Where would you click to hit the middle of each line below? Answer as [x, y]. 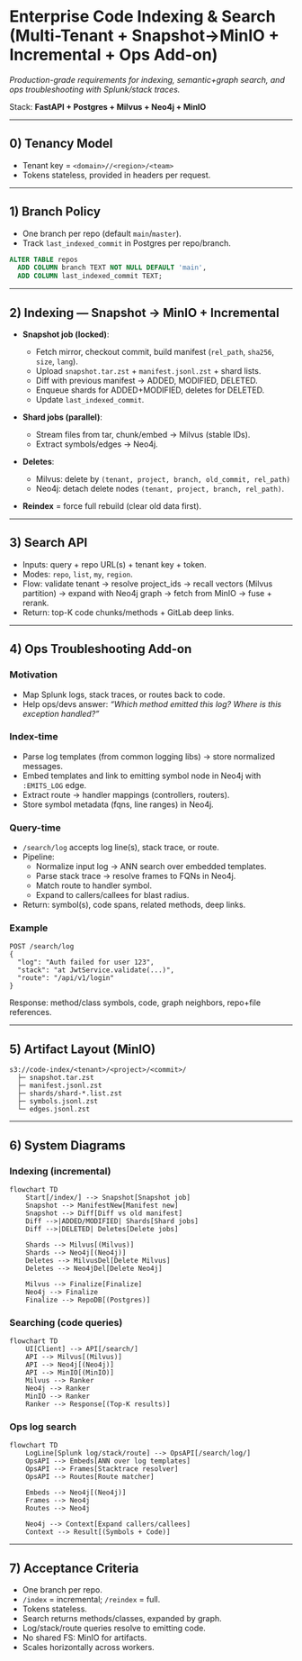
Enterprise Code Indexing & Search [142, 17]
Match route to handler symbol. [94, 885]
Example [29, 928]
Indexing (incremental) [60, 1171]
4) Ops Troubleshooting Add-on [101, 649]
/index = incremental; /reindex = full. [91, 1600]
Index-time [34, 737]
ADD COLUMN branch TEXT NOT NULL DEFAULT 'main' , [112, 268]
